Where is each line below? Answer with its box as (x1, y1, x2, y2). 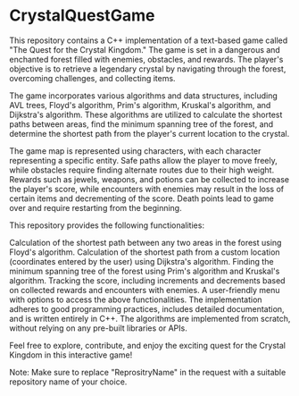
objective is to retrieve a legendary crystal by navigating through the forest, (9, 63, 287, 74)
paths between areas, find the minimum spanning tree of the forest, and (9, 118, 274, 130)
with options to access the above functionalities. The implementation (9, 294, 262, 305)
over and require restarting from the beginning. (9, 202, 182, 213)
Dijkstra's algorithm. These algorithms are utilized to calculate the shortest (9, 109, 283, 120)
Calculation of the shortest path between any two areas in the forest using (9, 237, 282, 248)
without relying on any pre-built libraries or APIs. (9, 323, 187, 333)
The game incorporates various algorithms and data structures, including (9, 90, 278, 101)
